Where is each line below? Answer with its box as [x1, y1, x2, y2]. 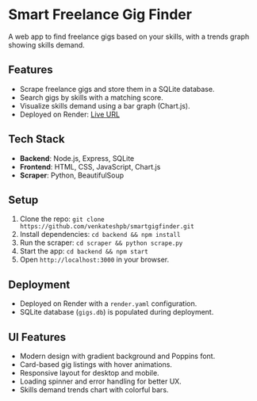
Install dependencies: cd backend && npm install [19, 230, 181, 239]
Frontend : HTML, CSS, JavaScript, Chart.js [19, 162, 161, 171]
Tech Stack [8, 132, 65, 146]
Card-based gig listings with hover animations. [19, 360, 173, 369]
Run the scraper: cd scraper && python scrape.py [19, 238, 183, 247]
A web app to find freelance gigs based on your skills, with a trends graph [8, 32, 250, 41]
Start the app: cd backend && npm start [19, 246, 148, 256]
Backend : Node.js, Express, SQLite [19, 153, 135, 163]
